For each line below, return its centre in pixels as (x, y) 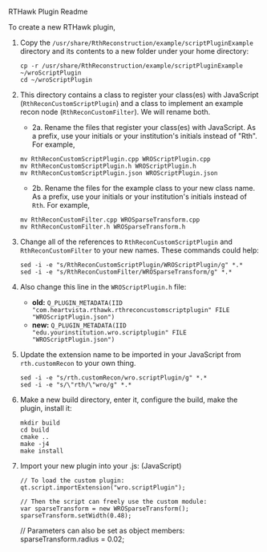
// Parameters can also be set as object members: (102, 530)
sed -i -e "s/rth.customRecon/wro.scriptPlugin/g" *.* (113, 378)
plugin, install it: (46, 408)
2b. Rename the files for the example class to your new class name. (143, 188)
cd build (34, 430)
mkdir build (40, 423)
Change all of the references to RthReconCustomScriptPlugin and (126, 241)
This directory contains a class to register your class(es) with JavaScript (139, 95)
